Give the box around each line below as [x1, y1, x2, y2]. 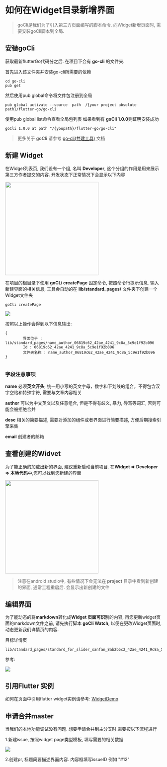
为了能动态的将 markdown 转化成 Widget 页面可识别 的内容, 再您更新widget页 [5, 614, 161, 620]
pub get [5, 83, 21, 88]
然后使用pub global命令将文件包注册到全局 [5, 92, 92, 98]
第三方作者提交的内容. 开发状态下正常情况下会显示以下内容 [5, 171, 125, 177]
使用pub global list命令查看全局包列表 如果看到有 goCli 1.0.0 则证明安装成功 [5, 116, 159, 122]
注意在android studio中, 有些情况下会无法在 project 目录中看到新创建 [17, 578, 159, 584]
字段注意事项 [5, 371, 36, 378]
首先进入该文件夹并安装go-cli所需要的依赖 [5, 69, 91, 75]
